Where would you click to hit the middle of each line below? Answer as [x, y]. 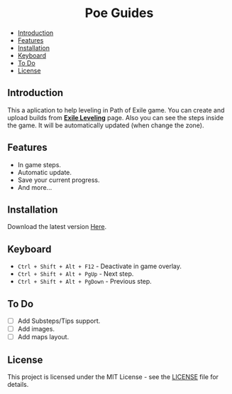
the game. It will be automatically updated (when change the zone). [106, 125]
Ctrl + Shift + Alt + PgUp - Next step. [76, 274]
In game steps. [39, 164]
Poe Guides [119, 13]
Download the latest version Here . [57, 227]
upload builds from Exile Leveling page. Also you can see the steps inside [116, 117]
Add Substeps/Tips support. [59, 321]
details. [18, 384]
